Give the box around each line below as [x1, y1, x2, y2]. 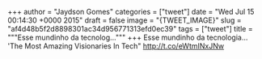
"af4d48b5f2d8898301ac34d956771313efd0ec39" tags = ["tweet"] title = [7, 24, 253, 33]
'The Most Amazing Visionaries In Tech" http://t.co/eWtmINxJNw [7, 41, 224, 51]
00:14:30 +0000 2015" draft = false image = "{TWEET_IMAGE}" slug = [7, 15, 242, 25]
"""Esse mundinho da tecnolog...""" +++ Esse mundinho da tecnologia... [7, 32, 248, 42]
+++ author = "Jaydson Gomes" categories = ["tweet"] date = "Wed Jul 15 [7, 7, 255, 16]
